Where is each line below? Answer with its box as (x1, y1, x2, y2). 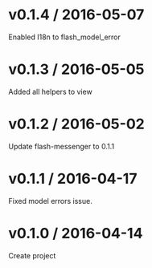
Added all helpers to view (8, 87, 92, 96)
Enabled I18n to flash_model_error (8, 32, 121, 42)
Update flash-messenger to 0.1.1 (8, 141, 115, 151)
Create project (8, 250, 56, 260)
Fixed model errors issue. (8, 196, 92, 205)
